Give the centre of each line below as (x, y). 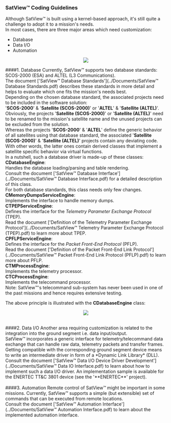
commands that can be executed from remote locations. (64, 399)
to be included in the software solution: (46, 103)
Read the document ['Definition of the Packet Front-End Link (69, 249)
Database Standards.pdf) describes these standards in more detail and (80, 87)
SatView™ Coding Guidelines (42, 8)
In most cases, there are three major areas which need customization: (79, 30)
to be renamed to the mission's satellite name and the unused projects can (84, 119)
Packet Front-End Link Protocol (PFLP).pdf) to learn (112, 255)
